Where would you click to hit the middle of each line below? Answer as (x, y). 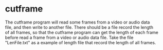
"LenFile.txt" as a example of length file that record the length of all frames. (81, 42)
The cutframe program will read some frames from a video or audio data (77, 22)
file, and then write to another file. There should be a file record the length (79, 27)
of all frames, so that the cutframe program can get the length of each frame (82, 32)
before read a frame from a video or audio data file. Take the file (69, 37)
